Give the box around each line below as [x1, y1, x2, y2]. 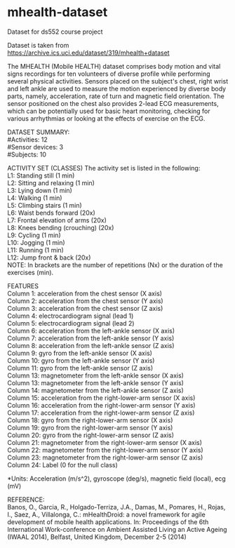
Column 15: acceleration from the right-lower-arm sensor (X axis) [7, 394, 196, 402]
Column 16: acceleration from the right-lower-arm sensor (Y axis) [7, 401, 196, 409]
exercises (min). [7, 268, 54, 276]
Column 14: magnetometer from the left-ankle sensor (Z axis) [7, 386, 184, 394]
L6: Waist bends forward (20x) [7, 208, 96, 217]
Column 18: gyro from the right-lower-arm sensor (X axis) [7, 415, 173, 425]
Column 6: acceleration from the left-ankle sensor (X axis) [7, 326, 175, 335]
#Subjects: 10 [7, 150, 47, 159]
